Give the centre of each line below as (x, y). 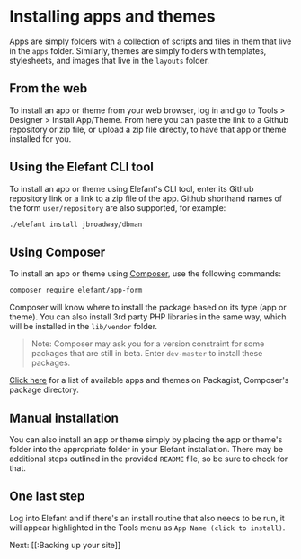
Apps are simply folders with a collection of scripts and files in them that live (150, 41)
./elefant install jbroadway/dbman (76, 224)
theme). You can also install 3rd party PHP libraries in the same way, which (148, 317)
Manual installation (64, 418)
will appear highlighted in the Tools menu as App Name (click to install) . (147, 528)
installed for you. (40, 139)
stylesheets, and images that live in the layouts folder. (109, 60)
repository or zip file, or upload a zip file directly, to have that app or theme (148, 129)
